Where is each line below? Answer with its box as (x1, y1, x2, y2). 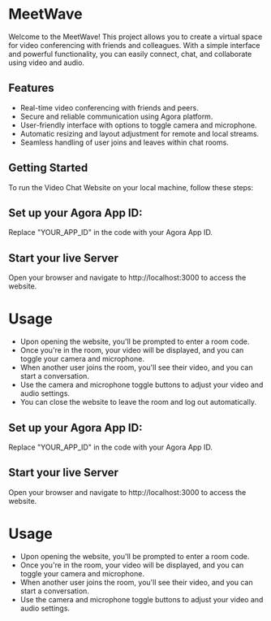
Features (8, 81, 54, 95)
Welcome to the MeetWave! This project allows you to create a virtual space (8, 32, 263, 41)
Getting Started (8, 161, 88, 175)
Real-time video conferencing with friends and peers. (19, 102, 199, 112)
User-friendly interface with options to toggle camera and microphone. (19, 119, 257, 130)
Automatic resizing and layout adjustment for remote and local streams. (19, 128, 260, 138)
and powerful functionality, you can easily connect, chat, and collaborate (8, 49, 252, 59)
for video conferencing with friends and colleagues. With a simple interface (8, 40, 260, 50)
